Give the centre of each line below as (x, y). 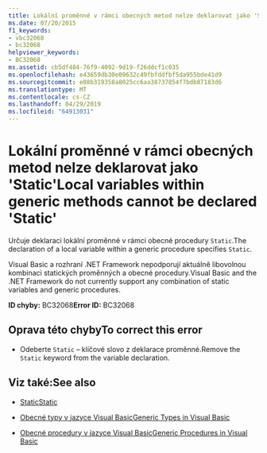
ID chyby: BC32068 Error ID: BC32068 (72, 305)
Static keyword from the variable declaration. (95, 358)
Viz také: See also (52, 383)
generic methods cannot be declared (133, 201)
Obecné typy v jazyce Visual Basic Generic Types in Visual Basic (125, 417)
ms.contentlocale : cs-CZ (49, 97)
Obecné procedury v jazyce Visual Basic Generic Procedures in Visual (133, 432)
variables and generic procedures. (64, 289)
